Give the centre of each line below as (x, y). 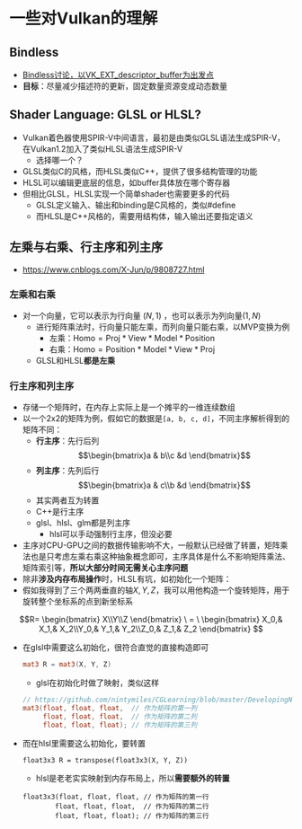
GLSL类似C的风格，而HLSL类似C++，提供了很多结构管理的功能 (140, 171)
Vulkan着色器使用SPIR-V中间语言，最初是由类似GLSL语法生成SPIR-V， (154, 137)
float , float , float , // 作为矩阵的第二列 (120, 716)
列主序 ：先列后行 (67, 471)
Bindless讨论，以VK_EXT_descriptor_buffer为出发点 (118, 75)
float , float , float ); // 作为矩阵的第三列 (120, 725)
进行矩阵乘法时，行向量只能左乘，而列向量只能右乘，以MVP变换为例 (163, 326)
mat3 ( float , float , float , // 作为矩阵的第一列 (110, 708)
